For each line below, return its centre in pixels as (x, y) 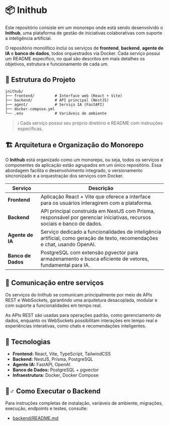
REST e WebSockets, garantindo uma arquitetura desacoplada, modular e (81, 300)
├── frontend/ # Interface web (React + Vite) (64, 96)
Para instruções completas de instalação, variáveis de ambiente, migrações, (84, 403)
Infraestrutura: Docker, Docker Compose (56, 375)
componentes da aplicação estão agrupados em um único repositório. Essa (83, 165)
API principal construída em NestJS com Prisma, (98, 211)
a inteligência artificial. (28, 38)
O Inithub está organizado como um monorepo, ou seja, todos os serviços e (84, 160)
